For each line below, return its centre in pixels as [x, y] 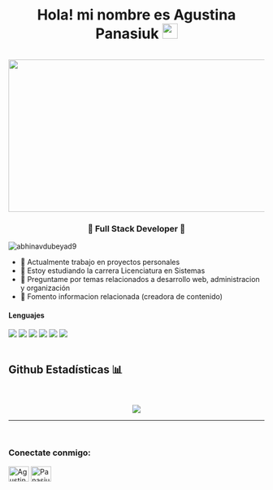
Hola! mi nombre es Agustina [136, 15]
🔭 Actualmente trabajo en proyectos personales [100, 262]
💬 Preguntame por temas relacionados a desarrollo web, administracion [140, 280]
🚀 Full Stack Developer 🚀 [136, 229]
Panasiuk [128, 34]
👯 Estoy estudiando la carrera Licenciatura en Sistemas [113, 271]
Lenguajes [26, 315]
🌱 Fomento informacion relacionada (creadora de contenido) [121, 297]
